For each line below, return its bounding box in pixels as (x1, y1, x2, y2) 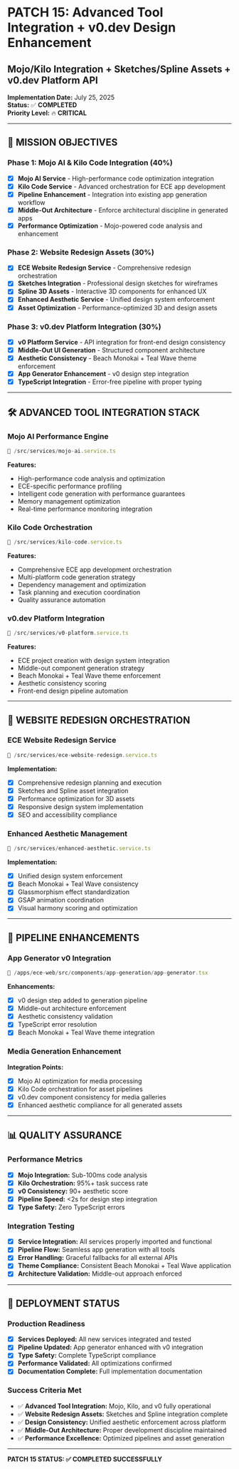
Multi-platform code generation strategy (17, 572, 136, 581)
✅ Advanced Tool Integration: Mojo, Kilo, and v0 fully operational (17, 1401, 211, 1410)
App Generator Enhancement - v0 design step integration (17, 370, 190, 378)
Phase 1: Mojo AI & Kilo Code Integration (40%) (7, 158, 173, 168)
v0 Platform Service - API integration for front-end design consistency (17, 337, 226, 346)
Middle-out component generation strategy (17, 664, 145, 673)
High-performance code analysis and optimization (17, 474, 166, 482)
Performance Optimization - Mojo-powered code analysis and (17, 221, 203, 230)
